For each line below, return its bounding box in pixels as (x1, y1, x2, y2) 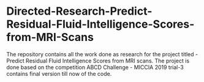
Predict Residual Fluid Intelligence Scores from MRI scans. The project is (6, 57, 190, 64)
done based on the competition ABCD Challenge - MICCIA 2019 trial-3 (6, 63, 184, 71)
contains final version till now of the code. (6, 70, 112, 77)
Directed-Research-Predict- (6, 4, 153, 18)
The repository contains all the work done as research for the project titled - (6, 50, 198, 58)
